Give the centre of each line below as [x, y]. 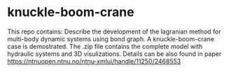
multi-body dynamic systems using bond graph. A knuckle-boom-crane [111, 38]
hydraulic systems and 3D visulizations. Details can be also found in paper [114, 54]
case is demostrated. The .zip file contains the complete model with [105, 46]
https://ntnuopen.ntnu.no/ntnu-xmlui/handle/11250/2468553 [94, 61]
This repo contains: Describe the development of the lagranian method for [114, 31]
